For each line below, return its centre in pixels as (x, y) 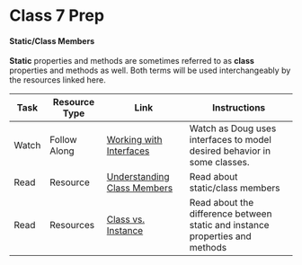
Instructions (239, 108)
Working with (134, 140)
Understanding (138, 177)
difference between (231, 214)
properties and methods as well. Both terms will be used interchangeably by (150, 71)
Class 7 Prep (57, 16)
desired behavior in (230, 151)
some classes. (219, 163)
